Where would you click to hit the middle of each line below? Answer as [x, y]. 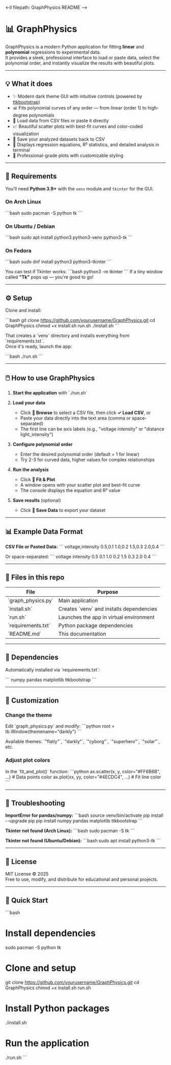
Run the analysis [31, 470]
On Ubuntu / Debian [30, 226]
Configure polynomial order [42, 444]
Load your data [29, 403]
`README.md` [25, 634]
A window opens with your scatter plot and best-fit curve [80, 485]
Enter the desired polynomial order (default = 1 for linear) [80, 454]
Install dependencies [50, 933]
